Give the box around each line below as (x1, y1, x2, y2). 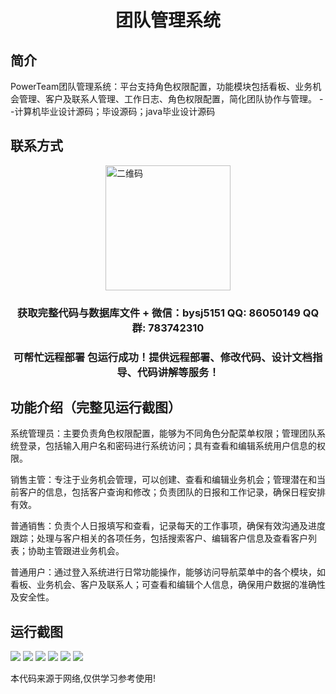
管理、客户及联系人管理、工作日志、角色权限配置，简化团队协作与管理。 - (18, 93, 324, 105)
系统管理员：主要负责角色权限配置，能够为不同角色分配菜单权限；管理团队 (10, 427, 317, 440)
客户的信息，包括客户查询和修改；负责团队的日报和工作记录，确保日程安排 (18, 486, 326, 498)
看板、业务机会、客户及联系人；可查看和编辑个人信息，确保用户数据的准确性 (10, 579, 326, 591)
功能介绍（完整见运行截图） (10, 399, 182, 416)
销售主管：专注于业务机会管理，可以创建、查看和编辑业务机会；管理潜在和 (10, 474, 317, 486)
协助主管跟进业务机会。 (27, 545, 125, 557)
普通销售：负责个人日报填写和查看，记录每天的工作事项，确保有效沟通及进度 (10, 520, 326, 532)
